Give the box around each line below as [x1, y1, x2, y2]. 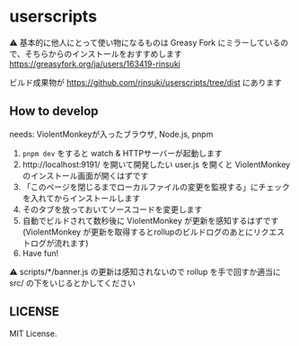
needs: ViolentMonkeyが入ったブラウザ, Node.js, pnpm [9, 129, 214, 139]
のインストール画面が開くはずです [22, 170, 149, 181]
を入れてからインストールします [22, 192, 141, 203]
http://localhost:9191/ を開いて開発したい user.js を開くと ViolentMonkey [22, 159, 291, 170]
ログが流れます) [30, 237, 89, 248]
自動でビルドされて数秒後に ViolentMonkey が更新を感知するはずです [22, 215, 279, 226]
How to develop [9, 103, 99, 119]
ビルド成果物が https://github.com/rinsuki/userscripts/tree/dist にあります [9, 76, 283, 87]
